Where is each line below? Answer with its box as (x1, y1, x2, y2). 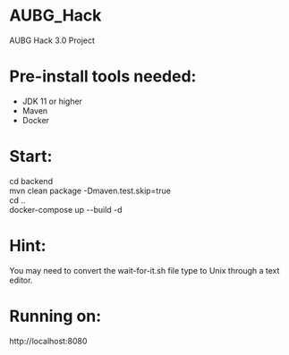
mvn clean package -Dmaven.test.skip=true (9, 185, 172, 196)
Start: (9, 147, 53, 166)
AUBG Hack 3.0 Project (9, 35, 96, 46)
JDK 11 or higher (21, 96, 83, 106)
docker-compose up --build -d (9, 204, 123, 215)
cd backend (9, 175, 54, 186)
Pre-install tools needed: (9, 66, 197, 87)
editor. (9, 275, 33, 285)
